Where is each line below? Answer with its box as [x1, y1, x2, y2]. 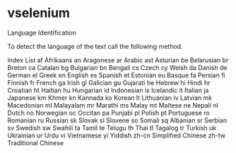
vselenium [7, 5, 71, 21]
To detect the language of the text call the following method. [7, 42, 183, 50]
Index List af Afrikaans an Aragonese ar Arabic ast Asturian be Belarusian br [7, 55, 229, 64]
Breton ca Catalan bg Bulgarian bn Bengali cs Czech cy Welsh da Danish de [7, 63, 228, 72]
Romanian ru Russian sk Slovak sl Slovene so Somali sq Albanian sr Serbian [7, 115, 228, 125]
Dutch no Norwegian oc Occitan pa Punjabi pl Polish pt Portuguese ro [7, 108, 210, 117]
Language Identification [7, 28, 76, 37]
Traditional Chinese [7, 138, 64, 147]
